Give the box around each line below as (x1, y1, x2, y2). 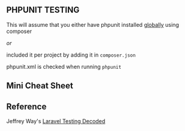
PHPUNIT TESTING (6, 5, 80, 15)
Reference (6, 101, 47, 112)
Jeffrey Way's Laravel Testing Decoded (6, 118, 106, 125)
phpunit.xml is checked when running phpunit (6, 63, 122, 70)
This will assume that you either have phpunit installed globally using (6, 21, 180, 28)
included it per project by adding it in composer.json (6, 51, 136, 58)
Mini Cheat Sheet (6, 80, 73, 91)
